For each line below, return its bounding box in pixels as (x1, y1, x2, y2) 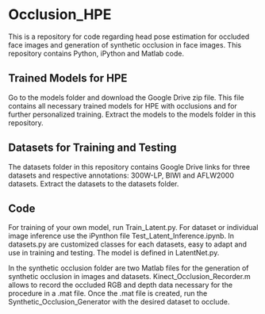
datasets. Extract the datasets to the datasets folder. (8, 178, 179, 188)
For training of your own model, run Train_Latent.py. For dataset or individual (8, 223, 259, 232)
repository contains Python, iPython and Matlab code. (8, 48, 185, 58)
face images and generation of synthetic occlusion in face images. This (8, 40, 242, 49)
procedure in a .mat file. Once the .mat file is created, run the (8, 289, 208, 298)
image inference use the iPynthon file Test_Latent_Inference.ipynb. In (8, 232, 235, 241)
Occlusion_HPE (8, 6, 112, 24)
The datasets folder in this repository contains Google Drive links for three (8, 162, 251, 171)
